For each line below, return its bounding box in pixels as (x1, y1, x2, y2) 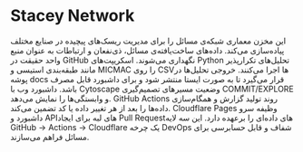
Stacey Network (10, 5, 135, 26)
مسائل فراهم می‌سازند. (10, 131, 90, 142)
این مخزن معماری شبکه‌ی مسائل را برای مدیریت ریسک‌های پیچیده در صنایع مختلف (10, 35, 287, 46)
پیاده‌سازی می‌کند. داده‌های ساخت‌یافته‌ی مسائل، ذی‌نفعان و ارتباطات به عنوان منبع (10, 44, 285, 55)
